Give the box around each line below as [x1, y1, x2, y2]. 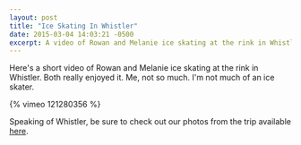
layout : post [9, 13, 58, 22]
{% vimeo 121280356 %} [9, 99, 101, 110]
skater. [9, 81, 34, 92]
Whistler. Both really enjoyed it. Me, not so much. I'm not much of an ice [9, 72, 275, 83]
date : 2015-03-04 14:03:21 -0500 [9, 30, 134, 38]
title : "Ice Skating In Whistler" [9, 21, 139, 30]
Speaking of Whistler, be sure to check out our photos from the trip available [9, 116, 291, 127]
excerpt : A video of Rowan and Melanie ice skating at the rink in [9, 38, 267, 47]
